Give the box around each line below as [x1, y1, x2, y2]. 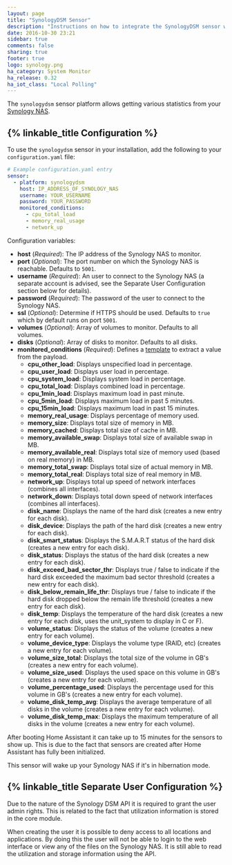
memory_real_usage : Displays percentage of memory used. [27, 411, 200, 419]
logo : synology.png [7, 61, 64, 68]
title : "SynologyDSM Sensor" [7, 17, 91, 23]
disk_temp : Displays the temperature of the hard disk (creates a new [27, 609, 223, 618]
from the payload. [17, 352, 68, 361]
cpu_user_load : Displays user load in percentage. [27, 367, 169, 375]
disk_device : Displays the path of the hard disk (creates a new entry [27, 521, 222, 529]
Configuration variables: [7, 236, 76, 245]
